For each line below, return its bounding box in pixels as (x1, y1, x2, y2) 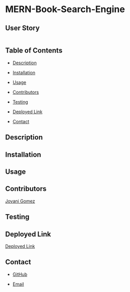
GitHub (12, 271, 28, 277)
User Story (5, 24, 40, 32)
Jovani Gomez (5, 198, 35, 204)
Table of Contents (5, 46, 63, 55)
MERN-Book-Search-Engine (5, 4, 125, 15)
